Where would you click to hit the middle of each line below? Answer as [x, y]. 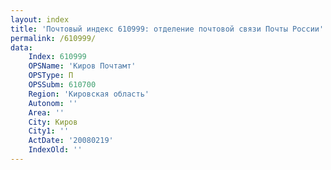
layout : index [40, 19]
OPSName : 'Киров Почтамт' [82, 66]
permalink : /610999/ [53, 38]
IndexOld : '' [55, 150]
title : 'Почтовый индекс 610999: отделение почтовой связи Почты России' [167, 29]
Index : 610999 [57, 57]
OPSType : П [51, 76]
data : [21, 47]
